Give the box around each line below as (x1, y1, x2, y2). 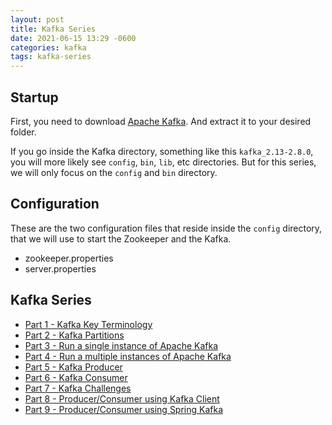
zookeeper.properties (24, 252, 114, 264)
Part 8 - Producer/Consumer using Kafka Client (24, 392, 220, 405)
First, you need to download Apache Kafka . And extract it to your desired (10, 115, 312, 127)
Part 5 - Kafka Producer (24, 361, 123, 373)
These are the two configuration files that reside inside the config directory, (10, 222, 323, 234)
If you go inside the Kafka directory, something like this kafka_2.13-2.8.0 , (10, 145, 314, 157)
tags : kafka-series (10, 52, 92, 62)
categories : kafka (10, 42, 87, 53)
